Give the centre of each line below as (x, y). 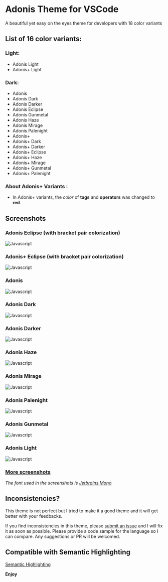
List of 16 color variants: (43, 39)
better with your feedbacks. (34, 516)
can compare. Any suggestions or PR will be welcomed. (63, 536)
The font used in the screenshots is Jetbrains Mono (58, 483)
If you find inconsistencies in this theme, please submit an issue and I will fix (84, 526)
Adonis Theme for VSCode (62, 9)
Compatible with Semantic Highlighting (68, 552)
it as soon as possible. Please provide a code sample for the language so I (82, 531)
